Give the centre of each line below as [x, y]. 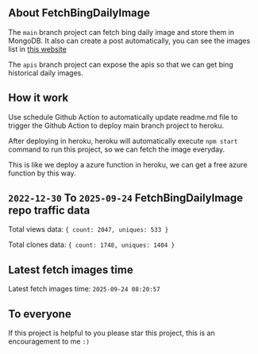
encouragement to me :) [49, 341]
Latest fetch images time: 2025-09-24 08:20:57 [84, 289]
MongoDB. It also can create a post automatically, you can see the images [129, 40]
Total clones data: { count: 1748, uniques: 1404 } [92, 244]
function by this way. [42, 173]
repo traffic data [49, 211]
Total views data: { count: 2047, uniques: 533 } [89, 229]
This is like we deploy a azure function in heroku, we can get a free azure [128, 164]
